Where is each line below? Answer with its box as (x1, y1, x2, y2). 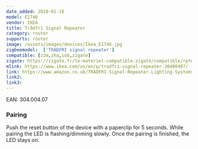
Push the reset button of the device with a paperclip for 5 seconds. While (6, 124, 184, 131)
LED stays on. (6, 137, 39, 144)
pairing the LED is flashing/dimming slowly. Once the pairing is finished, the (6, 130, 190, 137)
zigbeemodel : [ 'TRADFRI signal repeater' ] (6, 47, 115, 53)
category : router (6, 31, 49, 37)
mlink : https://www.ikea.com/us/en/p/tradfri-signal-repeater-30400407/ (6, 63, 189, 69)
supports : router (6, 36, 49, 42)
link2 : (6, 74, 22, 80)
